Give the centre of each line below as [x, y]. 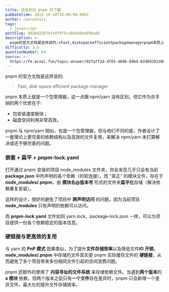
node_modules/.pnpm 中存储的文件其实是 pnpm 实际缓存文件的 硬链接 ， [81, 255]
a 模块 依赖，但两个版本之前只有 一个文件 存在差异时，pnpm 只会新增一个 [80, 278]
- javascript [23, 29]
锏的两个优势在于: [24, 103]
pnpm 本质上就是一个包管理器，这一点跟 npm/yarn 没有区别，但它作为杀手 [82, 97]
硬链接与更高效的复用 [31, 237]
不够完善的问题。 [36, 143]
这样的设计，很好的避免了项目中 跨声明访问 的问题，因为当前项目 [72, 199]
